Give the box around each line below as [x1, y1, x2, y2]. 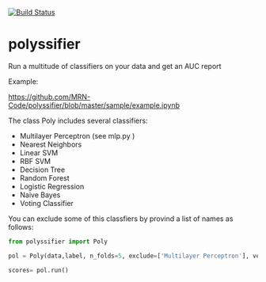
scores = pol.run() [8, 266, 69, 274]
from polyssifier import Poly [8, 238, 108, 246]
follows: [8, 222, 34, 231]
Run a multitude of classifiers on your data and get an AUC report [8, 61, 222, 70]
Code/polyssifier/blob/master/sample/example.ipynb [8, 100, 180, 110]
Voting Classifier [19, 198, 74, 208]
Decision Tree [19, 165, 66, 174]
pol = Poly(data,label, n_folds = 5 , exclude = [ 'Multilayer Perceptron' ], [8, 252, 249, 260]
